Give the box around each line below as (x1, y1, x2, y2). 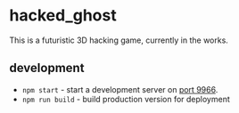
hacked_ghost (9, 5, 118, 26)
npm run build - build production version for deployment (21, 93, 230, 104)
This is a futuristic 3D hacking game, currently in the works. (9, 35, 229, 45)
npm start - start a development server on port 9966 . (21, 84, 218, 94)
